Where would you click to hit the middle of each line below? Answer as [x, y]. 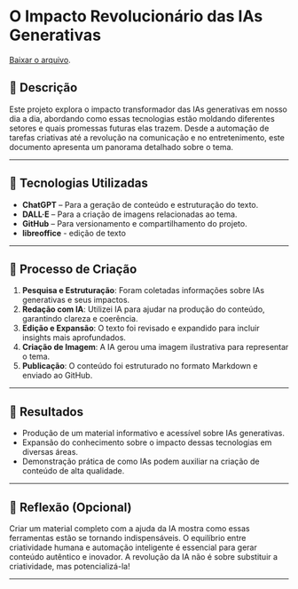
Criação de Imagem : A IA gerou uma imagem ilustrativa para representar [155, 347]
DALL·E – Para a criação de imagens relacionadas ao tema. [129, 214]
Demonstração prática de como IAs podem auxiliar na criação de [141, 462]
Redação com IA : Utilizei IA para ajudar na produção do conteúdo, [143, 309]
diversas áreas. [50, 452]
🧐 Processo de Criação [73, 269]
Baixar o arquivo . [40, 60]
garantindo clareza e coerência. [80, 319]
